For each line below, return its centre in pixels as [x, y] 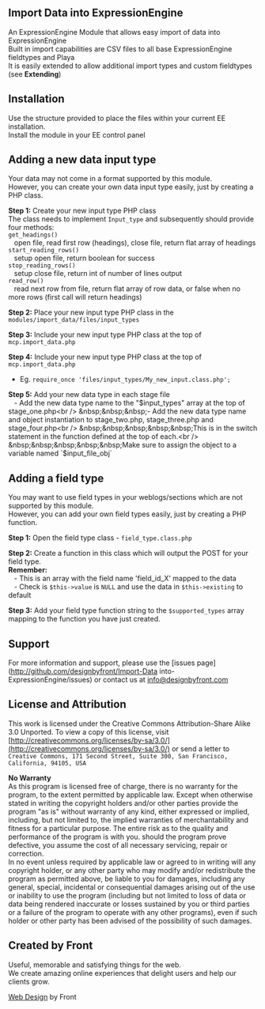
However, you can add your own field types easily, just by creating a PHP [127, 514]
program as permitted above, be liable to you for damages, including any [127, 879]
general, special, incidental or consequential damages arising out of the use [132, 887]
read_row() [26, 281]
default [20, 595]
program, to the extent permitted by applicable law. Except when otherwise [131, 795]
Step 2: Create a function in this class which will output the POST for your [129, 554]
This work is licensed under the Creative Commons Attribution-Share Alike [129, 724]
